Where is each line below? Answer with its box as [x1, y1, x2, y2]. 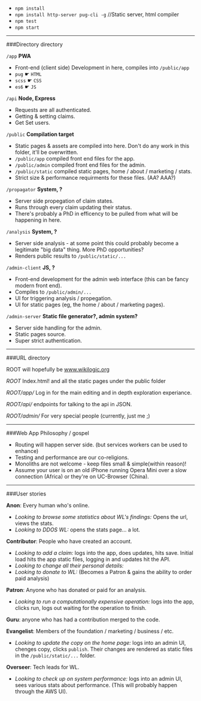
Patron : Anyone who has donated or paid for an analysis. [6, 587, 147, 593]
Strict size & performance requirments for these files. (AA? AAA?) [14, 174, 176, 181]
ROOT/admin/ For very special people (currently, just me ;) [6, 412, 151, 419]
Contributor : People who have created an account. [6, 538, 133, 545]
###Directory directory [6, 41, 63, 48]
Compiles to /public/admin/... [14, 288, 92, 295]
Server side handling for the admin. [14, 324, 102, 331]
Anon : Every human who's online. [6, 502, 90, 509]
